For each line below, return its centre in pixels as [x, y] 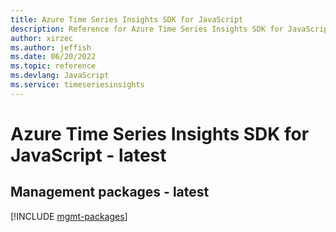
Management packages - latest [110, 192]
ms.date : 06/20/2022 [53, 57]
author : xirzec [42, 38]
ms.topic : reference [53, 66]
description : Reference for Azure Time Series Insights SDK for [147, 29]
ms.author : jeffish [51, 47]
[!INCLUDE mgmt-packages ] [69, 216]
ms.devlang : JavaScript [60, 76]
